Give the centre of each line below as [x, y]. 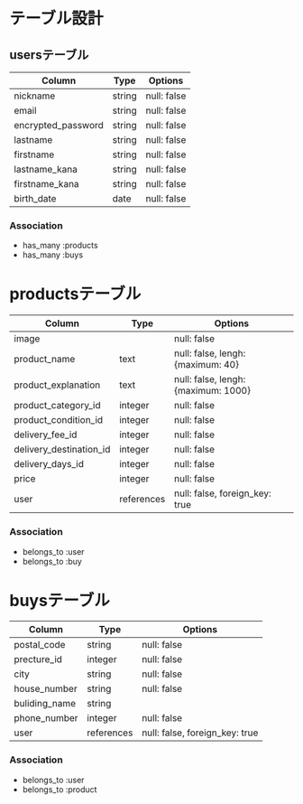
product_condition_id [59, 420]
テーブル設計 [56, 19]
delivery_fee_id [46, 435]
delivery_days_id [49, 464]
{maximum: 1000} [212, 391]
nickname [35, 96]
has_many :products [60, 246]
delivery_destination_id [62, 450]
